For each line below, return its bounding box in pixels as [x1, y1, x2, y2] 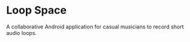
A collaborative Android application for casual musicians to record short [6, 23, 185, 30]
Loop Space [6, 4, 67, 17]
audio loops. [6, 29, 37, 36]
